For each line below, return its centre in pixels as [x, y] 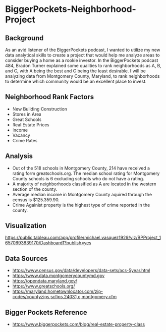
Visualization [26, 226]
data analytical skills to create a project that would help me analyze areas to [83, 55]
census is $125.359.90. [36, 200]
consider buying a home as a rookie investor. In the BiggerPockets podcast [82, 60]
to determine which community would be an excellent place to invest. [76, 81]
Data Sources [27, 258]
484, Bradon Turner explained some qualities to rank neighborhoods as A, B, [83, 66]
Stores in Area [27, 114]
